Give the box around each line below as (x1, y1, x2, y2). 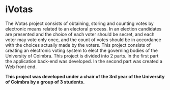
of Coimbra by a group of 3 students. (5, 79, 85, 85)
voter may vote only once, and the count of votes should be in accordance (5, 37, 161, 43)
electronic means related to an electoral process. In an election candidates (5, 25, 162, 32)
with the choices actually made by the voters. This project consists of (5, 42, 151, 48)
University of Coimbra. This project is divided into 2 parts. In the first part (5, 52, 159, 59)
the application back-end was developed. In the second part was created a (5, 58, 163, 64)
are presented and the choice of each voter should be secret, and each (5, 31, 155, 37)
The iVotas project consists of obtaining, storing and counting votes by (5, 20, 154, 26)
